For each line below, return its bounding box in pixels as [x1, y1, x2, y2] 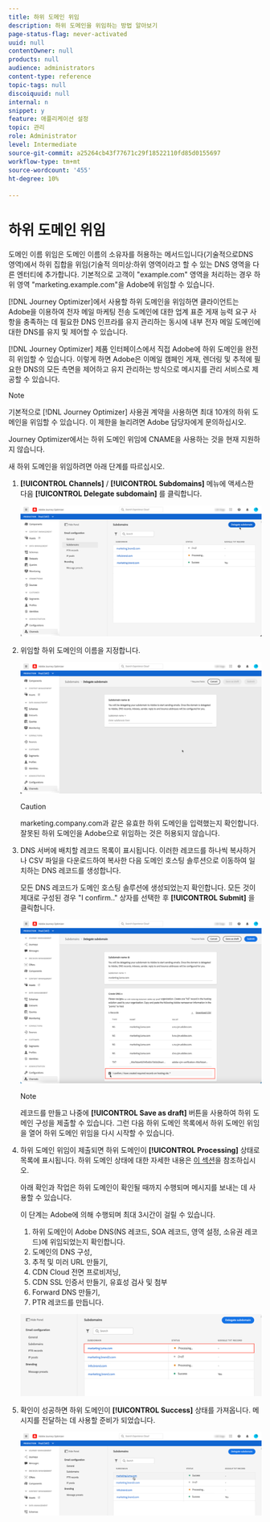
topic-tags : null [8, 81, 67, 89]
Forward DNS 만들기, [31, 1287, 100, 1297]
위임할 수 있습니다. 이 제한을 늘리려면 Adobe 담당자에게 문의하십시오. [29, 418, 247, 427]
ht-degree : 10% [8, 174, 59, 183]
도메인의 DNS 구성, [31, 1246, 92, 1257]
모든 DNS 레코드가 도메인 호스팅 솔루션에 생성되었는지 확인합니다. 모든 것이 [19, 883, 256, 892]
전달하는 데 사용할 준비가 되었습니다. [41, 1416, 156, 1425]
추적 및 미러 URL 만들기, [31, 1257, 108, 1266]
